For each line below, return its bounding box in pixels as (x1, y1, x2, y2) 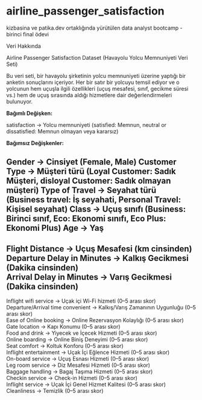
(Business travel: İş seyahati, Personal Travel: (6, 195, 181, 205)
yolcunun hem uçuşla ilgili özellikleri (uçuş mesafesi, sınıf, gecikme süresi (6, 85, 189, 92)
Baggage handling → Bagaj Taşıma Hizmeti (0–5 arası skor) (6, 368, 153, 375)
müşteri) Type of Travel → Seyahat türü (6, 185, 157, 196)
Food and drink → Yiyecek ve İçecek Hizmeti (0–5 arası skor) (6, 329, 157, 337)
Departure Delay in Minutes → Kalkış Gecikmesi (6, 253, 189, 263)
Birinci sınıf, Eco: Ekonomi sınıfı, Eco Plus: (6, 213, 166, 224)
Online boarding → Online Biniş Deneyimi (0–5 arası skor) (6, 336, 148, 343)
